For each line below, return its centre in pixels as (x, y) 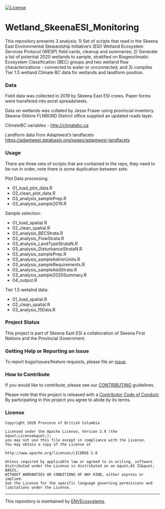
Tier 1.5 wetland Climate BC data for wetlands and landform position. (74, 72)
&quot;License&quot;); (28, 436)
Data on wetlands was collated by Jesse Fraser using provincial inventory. (80, 111)
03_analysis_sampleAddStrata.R (44, 269)
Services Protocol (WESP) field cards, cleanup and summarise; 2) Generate (82, 51)
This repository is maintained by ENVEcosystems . (55, 501)
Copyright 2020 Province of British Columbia (52, 423)
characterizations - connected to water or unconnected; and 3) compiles (79, 67)
